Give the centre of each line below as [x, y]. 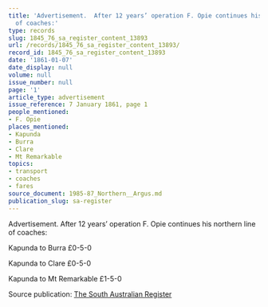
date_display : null [41, 68]
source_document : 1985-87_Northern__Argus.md [85, 193]
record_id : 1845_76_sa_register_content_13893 [87, 53]
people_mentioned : [39, 112]
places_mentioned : [39, 127]
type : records [32, 30]
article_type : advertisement [57, 97]
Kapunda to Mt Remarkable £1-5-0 [65, 278]
